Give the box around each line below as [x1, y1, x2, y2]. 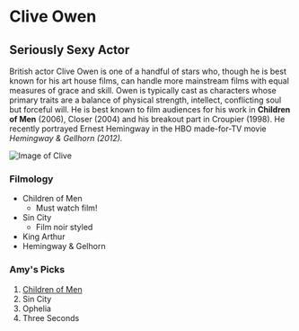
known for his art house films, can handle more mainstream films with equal [9, 76, 290, 86]
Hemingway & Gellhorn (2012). [9, 133, 123, 143]
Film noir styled [35, 222, 93, 233]
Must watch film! [35, 202, 98, 213]
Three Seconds [22, 312, 80, 323]
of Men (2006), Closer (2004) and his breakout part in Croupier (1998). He [9, 114, 286, 124]
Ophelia [22, 303, 52, 314]
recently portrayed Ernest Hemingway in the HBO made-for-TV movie [9, 123, 267, 134]
